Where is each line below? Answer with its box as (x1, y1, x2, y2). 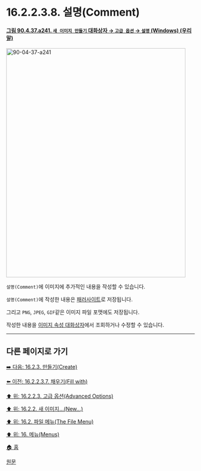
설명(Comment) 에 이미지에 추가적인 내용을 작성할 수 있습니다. (6, 283, 145, 290)
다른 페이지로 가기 (6, 346, 68, 356)
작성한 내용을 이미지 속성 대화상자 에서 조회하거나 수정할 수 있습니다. (6, 322, 165, 329)
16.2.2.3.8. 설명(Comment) (6, 5, 140, 19)
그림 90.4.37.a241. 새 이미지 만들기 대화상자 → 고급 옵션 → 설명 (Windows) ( (6, 26, 182, 34)
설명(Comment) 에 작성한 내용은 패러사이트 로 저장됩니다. (6, 296, 133, 303)
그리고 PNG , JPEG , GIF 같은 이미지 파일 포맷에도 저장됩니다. (6, 308, 140, 316)
